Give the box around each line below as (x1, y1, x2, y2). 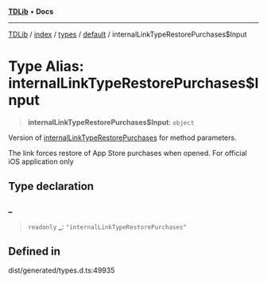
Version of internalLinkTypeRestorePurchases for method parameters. (8, 133, 237, 142)
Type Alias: (8, 57, 85, 76)
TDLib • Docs (8, 7, 54, 16)
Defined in (8, 245, 61, 258)
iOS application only (8, 157, 74, 166)
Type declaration (8, 180, 94, 193)
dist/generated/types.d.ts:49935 (8, 266, 115, 275)
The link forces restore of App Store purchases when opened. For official (8, 148, 248, 157)
